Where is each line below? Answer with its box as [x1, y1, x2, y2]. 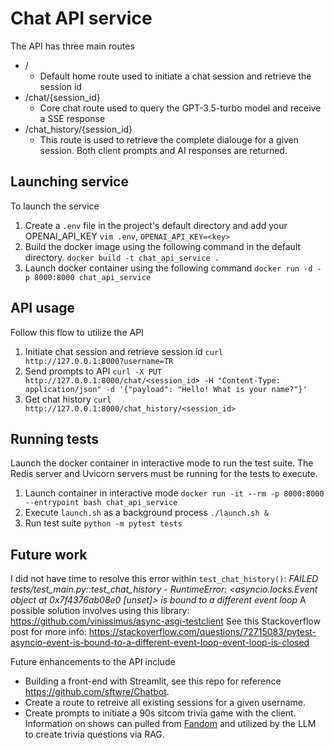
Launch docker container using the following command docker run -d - [24, 262, 322, 274]
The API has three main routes [10, 40, 135, 52]
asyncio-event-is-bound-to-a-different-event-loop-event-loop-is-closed [10, 637, 310, 649]
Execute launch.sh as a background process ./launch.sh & [24, 507, 269, 519]
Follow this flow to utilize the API [10, 326, 144, 338]
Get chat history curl [24, 393, 112, 405]
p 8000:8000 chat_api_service [24, 272, 152, 282]
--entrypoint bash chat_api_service [24, 498, 178, 508]
